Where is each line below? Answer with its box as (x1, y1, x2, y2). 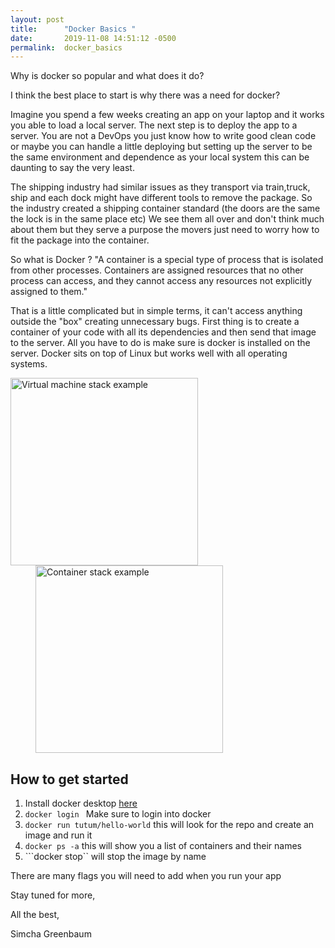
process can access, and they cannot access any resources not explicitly (10, 275, 313, 287)
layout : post (10, 14, 65, 25)
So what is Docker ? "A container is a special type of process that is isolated (10, 254, 324, 266)
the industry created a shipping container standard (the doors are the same (10, 202, 321, 215)
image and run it (24, 829, 93, 841)
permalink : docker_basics (10, 42, 123, 53)
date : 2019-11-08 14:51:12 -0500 (10, 33, 177, 43)
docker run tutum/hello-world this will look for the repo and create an (24, 819, 315, 831)
